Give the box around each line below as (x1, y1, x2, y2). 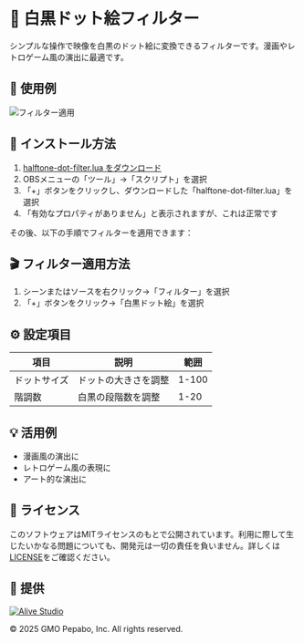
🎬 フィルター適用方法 (9, 256, 131, 272)
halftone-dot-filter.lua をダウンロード (22, 161, 162, 173)
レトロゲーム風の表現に (22, 462, 111, 472)
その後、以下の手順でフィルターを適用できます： (9, 227, 194, 238)
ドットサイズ (14, 374, 69, 387)
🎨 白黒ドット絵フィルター (9, 8, 200, 29)
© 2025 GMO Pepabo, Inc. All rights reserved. (9, 623, 183, 634)
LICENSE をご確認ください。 (9, 551, 116, 562)
